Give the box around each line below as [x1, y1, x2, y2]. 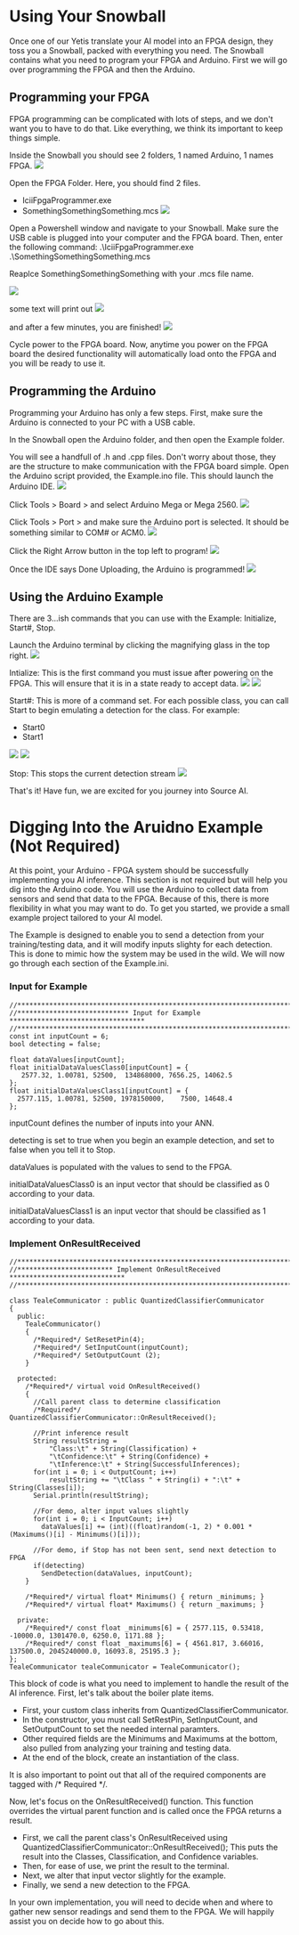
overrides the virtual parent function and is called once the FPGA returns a [9, 1805, 282, 1816]
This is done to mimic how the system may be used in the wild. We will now [9, 948, 286, 959]
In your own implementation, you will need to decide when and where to [9, 1897, 273, 1907]
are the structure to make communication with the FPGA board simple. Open [9, 460, 289, 471]
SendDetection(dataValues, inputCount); [41, 1569, 193, 1578]
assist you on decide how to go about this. [9, 1915, 165, 1926]
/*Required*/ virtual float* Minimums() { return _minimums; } [25, 1592, 265, 1601]
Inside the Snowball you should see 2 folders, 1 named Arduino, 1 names [9, 150, 274, 160]
